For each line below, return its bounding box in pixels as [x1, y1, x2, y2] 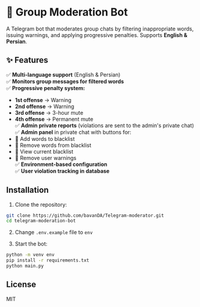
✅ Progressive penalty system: [6, 84, 85, 91]
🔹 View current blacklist [14, 148, 73, 155]
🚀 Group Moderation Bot [6, 5, 128, 19]
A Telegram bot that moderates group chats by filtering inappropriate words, [6, 25, 194, 32]
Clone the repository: [14, 201, 67, 208]
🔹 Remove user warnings [14, 154, 76, 161]
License [6, 280, 36, 290]
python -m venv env [6, 252, 55, 258]
